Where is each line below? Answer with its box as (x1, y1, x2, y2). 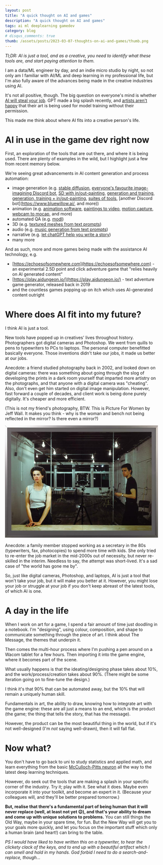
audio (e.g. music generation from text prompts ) (12, 226, 108, 232)
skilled (5, 558, 18, 564)
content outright (12, 292, 45, 297)
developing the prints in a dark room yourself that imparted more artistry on (5, 375, 156, 381)
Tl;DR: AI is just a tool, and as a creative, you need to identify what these (5, 53, 151, 59)
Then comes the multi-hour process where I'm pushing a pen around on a (5, 646, 153, 652)
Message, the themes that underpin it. (5, 637, 81, 643)
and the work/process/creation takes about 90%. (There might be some (5, 671, 149, 677)
